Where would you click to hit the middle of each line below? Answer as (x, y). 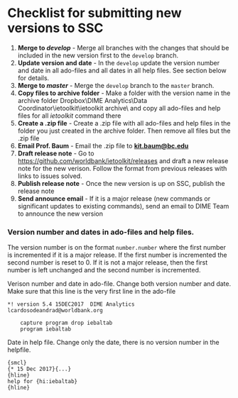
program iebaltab (46, 329)
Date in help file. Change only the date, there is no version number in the (114, 343)
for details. (33, 78)
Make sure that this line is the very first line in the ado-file (92, 292)
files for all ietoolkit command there (69, 116)
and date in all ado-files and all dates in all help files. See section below (122, 70)
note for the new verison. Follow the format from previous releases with (122, 168)
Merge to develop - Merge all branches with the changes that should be (123, 48)
